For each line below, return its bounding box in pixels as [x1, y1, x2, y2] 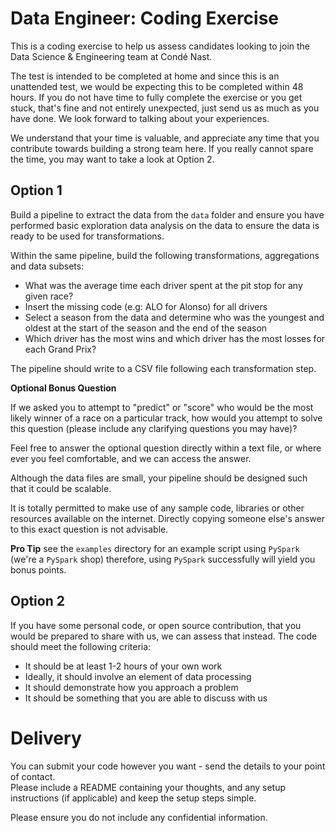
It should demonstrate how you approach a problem [24, 681, 239, 693]
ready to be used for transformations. [10, 230, 165, 242]
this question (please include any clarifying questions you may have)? [10, 422, 298, 434]
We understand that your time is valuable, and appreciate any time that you [10, 132, 320, 144]
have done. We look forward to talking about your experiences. [10, 112, 270, 124]
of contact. [10, 770, 56, 782]
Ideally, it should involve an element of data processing [24, 670, 252, 682]
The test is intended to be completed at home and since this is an [10, 70, 280, 82]
